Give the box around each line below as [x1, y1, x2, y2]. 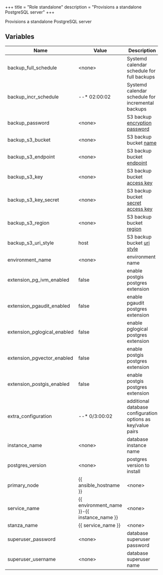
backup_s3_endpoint [7, 153, 55, 160]
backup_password [7, 119, 49, 126]
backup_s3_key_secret [7, 196, 59, 203]
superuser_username [7, 556, 56, 562]
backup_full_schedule [7, 64, 57, 71]
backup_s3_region [7, 219, 49, 226]
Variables [5, 32, 35, 41]
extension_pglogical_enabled [7, 328, 74, 335]
